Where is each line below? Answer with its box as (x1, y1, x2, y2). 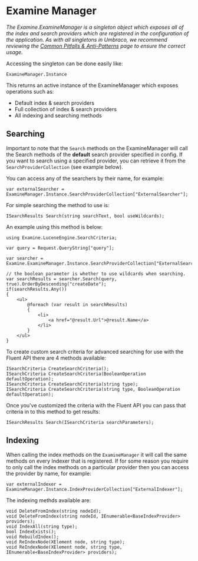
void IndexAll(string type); (6, 523, 78, 529)
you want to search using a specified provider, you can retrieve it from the (6, 157, 186, 164)
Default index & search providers (14, 99, 95, 107)
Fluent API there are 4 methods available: (6, 354, 107, 361)
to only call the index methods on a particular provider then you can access (6, 463, 190, 470)
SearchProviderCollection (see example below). (6, 163, 124, 170)
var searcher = (6, 255, 44, 261)
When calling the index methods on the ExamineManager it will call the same (6, 451, 187, 458)
